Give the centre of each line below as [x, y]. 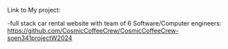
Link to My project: [34, 10]
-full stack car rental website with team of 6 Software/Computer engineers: [114, 23]
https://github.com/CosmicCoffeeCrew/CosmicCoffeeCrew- [93, 31]
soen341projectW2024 [40, 38]
